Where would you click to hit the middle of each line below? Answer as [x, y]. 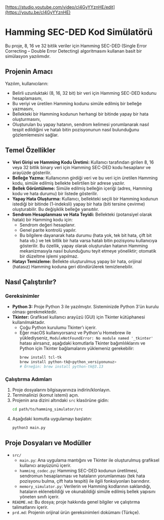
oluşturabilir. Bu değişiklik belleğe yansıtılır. [55, 209]
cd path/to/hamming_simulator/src [47, 409]
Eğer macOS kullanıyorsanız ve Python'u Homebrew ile [75, 333]
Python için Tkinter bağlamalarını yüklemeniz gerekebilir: [77, 348]
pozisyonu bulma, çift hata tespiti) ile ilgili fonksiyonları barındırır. [85, 481]
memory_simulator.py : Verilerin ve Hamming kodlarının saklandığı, [85, 486]
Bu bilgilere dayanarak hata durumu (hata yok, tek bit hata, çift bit [86, 235]
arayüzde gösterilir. [32, 173]
